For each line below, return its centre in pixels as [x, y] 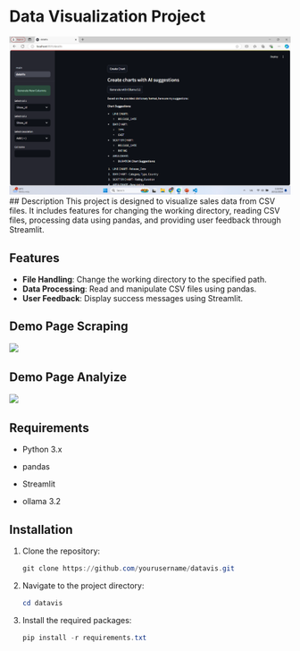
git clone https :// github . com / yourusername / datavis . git [128, 569]
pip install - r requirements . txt [84, 638]
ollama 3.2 [41, 502]
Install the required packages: [77, 621]
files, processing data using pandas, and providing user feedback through [145, 220]
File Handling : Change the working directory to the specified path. [145, 280]
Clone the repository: [61, 551]
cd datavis [42, 604]
